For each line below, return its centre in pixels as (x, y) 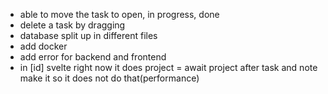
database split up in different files (88, 35)
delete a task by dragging (72, 25)
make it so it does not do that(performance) (109, 78)
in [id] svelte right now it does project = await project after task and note (168, 67)
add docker (43, 46)
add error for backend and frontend (93, 57)
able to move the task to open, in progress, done (119, 14)
